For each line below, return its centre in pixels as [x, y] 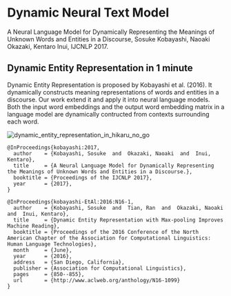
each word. [23, 121]
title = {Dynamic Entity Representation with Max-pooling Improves [119, 220]
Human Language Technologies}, [52, 244]
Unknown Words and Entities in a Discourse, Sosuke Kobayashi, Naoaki [109, 39]
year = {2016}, [43, 256]
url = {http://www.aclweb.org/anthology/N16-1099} [97, 280]
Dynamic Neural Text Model [88, 13]
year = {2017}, [43, 184]
